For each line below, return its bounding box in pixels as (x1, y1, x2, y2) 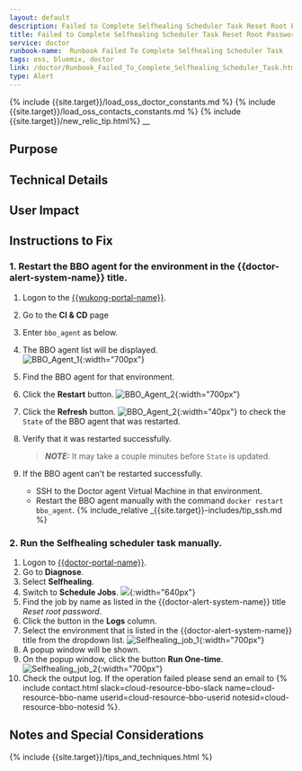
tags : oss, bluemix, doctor (9, 55, 115, 64)
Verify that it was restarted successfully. (22, 433, 173, 444)
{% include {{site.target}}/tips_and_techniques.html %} (9, 751, 213, 762)
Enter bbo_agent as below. (22, 327, 119, 337)
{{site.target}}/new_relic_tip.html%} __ (9, 115, 150, 126)
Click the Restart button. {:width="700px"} (22, 389, 241, 399)
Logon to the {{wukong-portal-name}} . (22, 291, 166, 302)
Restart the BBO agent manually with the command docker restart (35, 495, 284, 506)
